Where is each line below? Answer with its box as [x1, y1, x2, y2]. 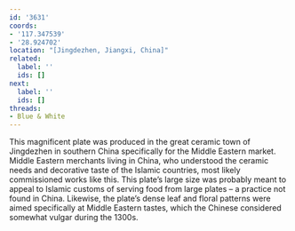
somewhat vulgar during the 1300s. [9, 212, 140, 223]
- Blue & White [9, 112, 66, 121]
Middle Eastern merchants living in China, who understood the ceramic [9, 155, 269, 166]
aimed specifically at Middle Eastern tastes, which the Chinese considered [9, 203, 282, 213]
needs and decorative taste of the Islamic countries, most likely [9, 165, 242, 176]
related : [9, 54, 42, 63]
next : [9, 79, 29, 88]
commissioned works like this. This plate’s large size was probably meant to [9, 174, 287, 185]
